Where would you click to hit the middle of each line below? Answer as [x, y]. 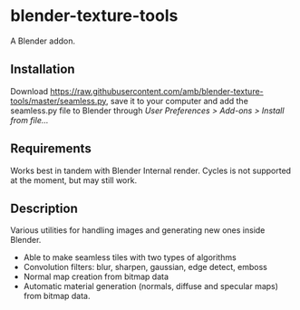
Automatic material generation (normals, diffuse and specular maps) [151, 286]
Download [29, 91]
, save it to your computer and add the [177, 101]
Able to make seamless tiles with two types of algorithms [130, 257]
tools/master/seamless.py [58, 101]
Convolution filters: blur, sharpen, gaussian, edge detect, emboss [145, 267]
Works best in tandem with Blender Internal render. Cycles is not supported [151, 170]
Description [44, 208]
